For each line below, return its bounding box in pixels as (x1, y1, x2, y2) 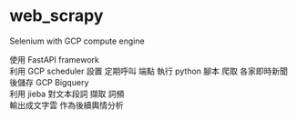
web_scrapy (9, 5, 104, 26)
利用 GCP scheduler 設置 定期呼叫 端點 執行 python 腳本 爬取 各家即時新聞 (9, 65, 289, 76)
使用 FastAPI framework (9, 54, 100, 64)
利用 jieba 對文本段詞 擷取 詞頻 (9, 88, 125, 99)
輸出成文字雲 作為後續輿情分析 (9, 99, 124, 110)
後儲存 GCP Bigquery (9, 76, 89, 87)
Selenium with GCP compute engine (9, 35, 145, 46)
